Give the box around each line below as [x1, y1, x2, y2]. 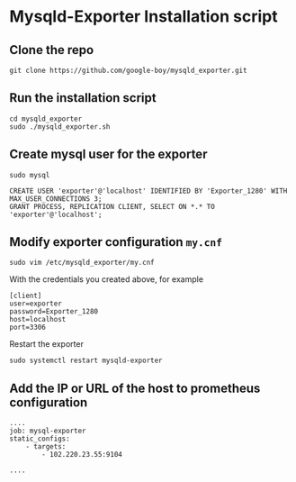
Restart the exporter [9, 339, 84, 350]
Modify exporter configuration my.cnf [9, 234, 223, 250]
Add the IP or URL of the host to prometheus [9, 380, 261, 396]
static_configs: [9, 434, 70, 443]
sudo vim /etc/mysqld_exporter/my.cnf [9, 259, 155, 268]
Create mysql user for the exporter [9, 147, 208, 162]
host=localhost [9, 315, 67, 324]
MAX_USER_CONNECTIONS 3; [9, 194, 103, 204]
